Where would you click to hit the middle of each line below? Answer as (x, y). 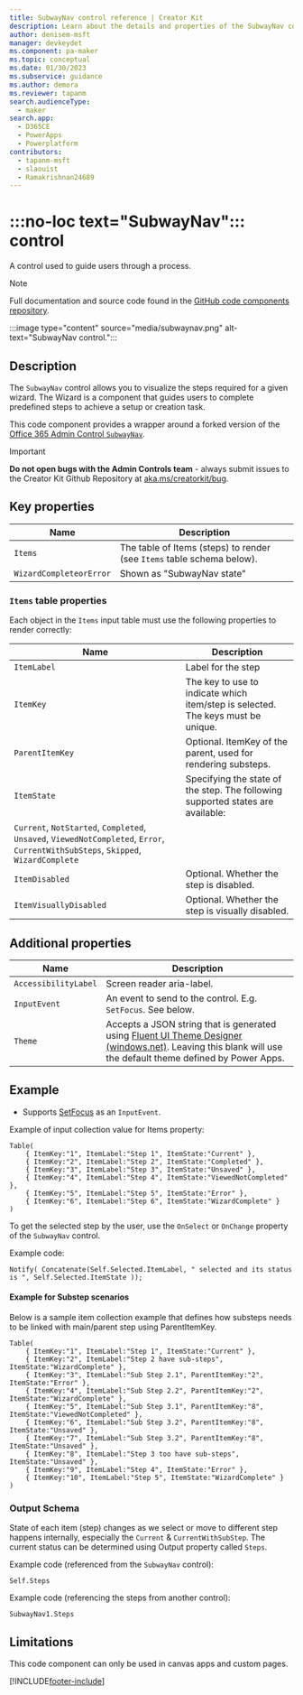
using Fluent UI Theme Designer (174, 1035)
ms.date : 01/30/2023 (48, 69)
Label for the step (223, 667)
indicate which (216, 693)
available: (206, 813)
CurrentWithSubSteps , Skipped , (78, 850)
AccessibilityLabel (55, 983)
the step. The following (234, 791)
